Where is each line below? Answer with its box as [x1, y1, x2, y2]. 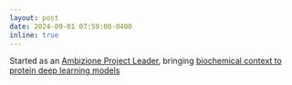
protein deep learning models [9, 65, 120, 76]
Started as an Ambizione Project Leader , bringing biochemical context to [9, 56, 283, 67]
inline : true [9, 30, 59, 39]
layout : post [9, 13, 59, 23]
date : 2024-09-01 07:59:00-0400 [9, 22, 132, 31]
